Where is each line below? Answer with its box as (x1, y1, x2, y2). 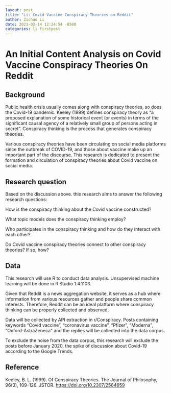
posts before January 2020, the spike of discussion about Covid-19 (5, 342, 147, 349)
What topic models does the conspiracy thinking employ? (5, 216, 126, 222)
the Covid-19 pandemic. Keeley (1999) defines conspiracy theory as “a (5, 109, 154, 115)
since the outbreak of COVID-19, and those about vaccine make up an (5, 146, 152, 153)
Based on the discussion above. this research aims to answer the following (5, 191, 162, 197)
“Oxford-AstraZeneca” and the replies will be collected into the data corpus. (5, 327, 165, 333)
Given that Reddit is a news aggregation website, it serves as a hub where (5, 290, 161, 297)
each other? (5, 231, 31, 237)
